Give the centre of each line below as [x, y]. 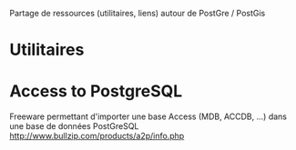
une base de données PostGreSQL [74, 126]
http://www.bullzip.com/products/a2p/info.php [97, 136]
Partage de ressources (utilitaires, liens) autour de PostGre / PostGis [138, 13]
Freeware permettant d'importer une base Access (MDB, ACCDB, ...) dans [148, 116]
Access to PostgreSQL [96, 91]
